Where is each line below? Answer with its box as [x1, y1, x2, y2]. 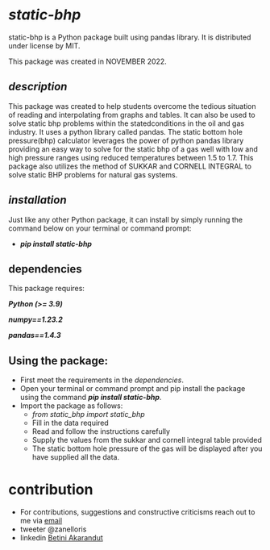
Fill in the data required [31, 418, 109, 428]
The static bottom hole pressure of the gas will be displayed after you [31, 444, 263, 453]
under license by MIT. [8, 40, 81, 50]
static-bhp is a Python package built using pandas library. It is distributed [8, 32, 251, 42]
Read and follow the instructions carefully [31, 427, 171, 436]
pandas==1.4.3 [8, 331, 61, 340]
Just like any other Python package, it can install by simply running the [8, 215, 243, 224]
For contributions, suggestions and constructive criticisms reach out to [19, 507, 255, 517]
